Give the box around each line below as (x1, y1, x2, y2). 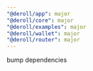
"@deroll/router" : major (6, 37, 80, 44)
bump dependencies (6, 56, 67, 64)
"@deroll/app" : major (6, 10, 71, 18)
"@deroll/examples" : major (6, 23, 87, 30)
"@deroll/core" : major (6, 17, 74, 24)
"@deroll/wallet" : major (6, 30, 80, 37)
